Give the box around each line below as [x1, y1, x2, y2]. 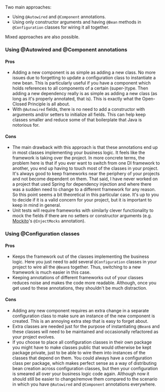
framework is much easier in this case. [12, 269, 91, 275]
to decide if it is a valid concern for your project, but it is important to [12, 197, 152, 203]
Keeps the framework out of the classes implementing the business [12, 253, 149, 259]
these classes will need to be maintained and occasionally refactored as [12, 329, 159, 335]
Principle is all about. [28, 101, 70, 107]
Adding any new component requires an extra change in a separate [12, 307, 149, 313]
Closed [12, 101, 27, 107]
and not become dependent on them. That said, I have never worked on [12, 176, 158, 182]
